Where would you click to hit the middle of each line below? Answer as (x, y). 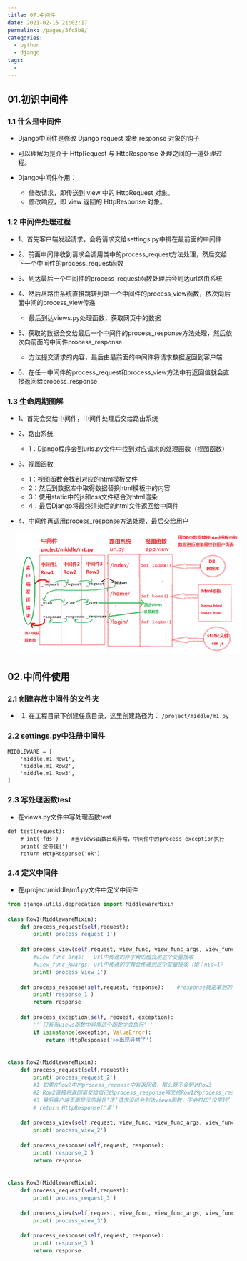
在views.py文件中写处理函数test (65, 817)
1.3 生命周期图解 (35, 402)
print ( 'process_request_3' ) (75, 1198)
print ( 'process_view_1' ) (70, 972)
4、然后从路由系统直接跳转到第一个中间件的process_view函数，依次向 (121, 294)
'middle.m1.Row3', (47, 774)
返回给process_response (61, 381)
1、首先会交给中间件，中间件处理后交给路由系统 (88, 419)
